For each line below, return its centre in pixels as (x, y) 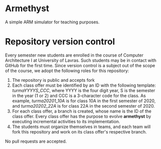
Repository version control (60, 42)
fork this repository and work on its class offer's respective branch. (79, 131)
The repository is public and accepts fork (53, 80)
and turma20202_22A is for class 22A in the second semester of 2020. (83, 106)
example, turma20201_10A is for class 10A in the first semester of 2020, (84, 101)
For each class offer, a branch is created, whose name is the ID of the (82, 111)
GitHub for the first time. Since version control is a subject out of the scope (80, 65)
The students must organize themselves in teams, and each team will (81, 127)
